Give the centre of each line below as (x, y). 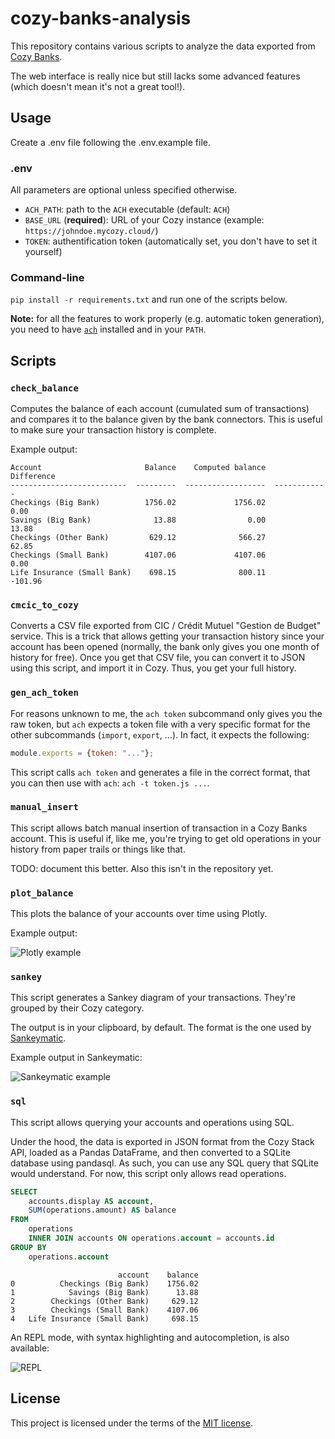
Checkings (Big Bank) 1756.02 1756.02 (138, 503)
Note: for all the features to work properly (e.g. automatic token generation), (167, 319)
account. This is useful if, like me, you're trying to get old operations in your (166, 838)
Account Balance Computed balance (138, 468)
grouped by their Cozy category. (77, 1008)
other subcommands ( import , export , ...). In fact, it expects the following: (160, 734)
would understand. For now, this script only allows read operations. (148, 1173)
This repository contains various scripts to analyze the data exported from (163, 46)
